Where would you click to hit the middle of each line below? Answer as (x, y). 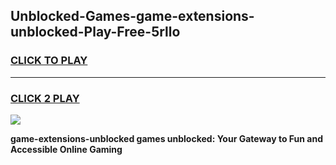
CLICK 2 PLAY (45, 98)
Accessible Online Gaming (66, 149)
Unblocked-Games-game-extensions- (132, 16)
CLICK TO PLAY (49, 61)
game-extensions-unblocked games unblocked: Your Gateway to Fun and (166, 138)
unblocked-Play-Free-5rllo (95, 32)
